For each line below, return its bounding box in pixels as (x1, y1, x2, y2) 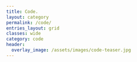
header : (6, 42, 26, 48)
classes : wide (6, 31, 42, 37)
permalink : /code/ (6, 19, 52, 25)
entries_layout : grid (6, 25, 60, 31)
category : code (6, 36, 44, 42)
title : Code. (6, 8, 39, 15)
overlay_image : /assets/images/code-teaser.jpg (11, 47, 132, 53)
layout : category (6, 14, 49, 20)
